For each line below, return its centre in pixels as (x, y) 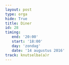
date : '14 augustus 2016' (38, 50)
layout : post (18, 10)
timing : (13, 32)
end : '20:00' (25, 37)
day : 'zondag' (26, 46)
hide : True (16, 19)
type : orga (16, 14)
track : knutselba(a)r (27, 55)
